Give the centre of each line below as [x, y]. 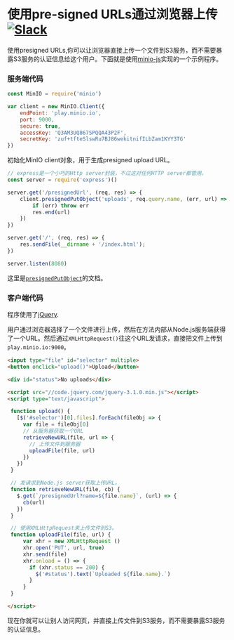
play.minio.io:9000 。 [39, 347]
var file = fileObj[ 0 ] [56, 425]
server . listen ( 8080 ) [37, 263]
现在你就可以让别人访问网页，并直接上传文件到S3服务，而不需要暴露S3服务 [116, 620]
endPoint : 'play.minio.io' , [61, 113]
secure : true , [40, 126]
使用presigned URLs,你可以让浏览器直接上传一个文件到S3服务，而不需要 [112, 50]
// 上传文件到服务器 [55, 444]
